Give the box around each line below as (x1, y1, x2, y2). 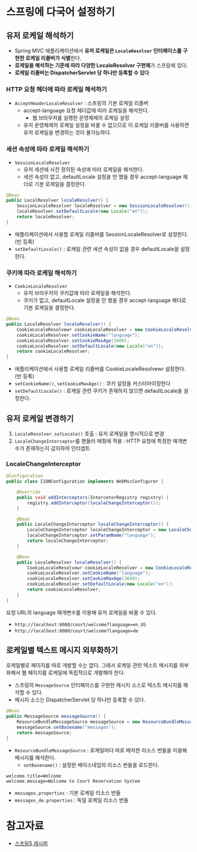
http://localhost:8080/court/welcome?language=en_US (14, 622, 147, 627)
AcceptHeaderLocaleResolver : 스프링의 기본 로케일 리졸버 (14, 100, 149, 107)
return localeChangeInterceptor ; (27, 538, 109, 544)
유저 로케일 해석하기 (6, 30, 74, 40)
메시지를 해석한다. (14, 754, 56, 761)
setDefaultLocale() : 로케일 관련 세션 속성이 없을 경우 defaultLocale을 (14, 245, 179, 252)
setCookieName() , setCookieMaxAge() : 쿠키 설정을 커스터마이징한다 (14, 380, 171, 387)
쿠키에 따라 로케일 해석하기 (6, 269, 77, 277)
